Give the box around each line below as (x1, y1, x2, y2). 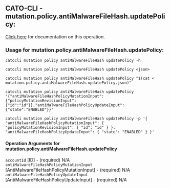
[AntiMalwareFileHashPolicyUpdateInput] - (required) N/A (5, 177, 127, 183)
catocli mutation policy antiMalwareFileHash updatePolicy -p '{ (5, 116, 147, 122)
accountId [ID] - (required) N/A (5, 157, 70, 163)
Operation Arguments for (5, 140, 60, 146)
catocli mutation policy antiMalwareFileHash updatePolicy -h (5, 58, 141, 63)
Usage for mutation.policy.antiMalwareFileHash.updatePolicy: (5, 46, 164, 53)
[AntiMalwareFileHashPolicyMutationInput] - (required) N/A (5, 167, 131, 173)
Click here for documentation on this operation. (5, 33, 105, 40)
